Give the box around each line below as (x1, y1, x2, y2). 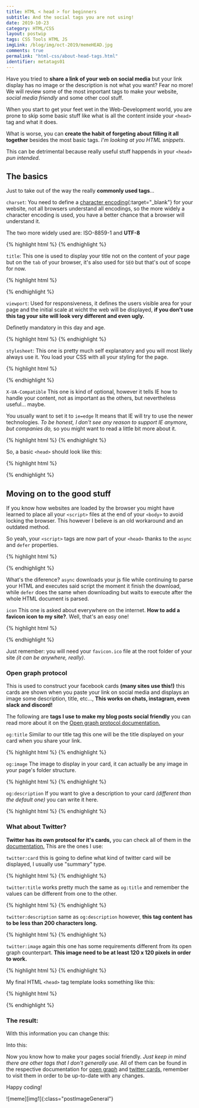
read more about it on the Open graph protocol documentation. (6, 720, 160, 727)
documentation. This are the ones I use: (6, 842, 103, 850)
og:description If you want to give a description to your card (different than (6, 790, 191, 797)
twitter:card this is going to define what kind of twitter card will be (6, 854, 171, 861)
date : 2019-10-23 (6, 20, 49, 26)
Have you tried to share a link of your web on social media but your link (6, 75, 182, 82)
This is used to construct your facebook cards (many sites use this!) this (6, 683, 185, 690)
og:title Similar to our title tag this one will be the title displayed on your (6, 731, 184, 738)
